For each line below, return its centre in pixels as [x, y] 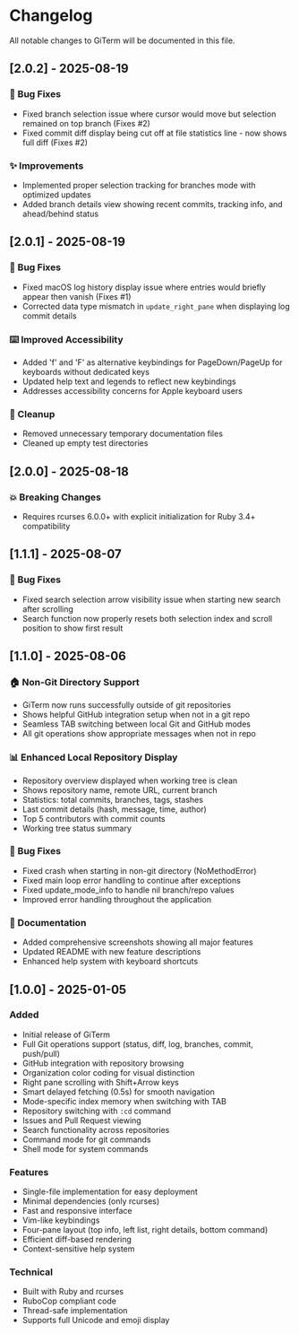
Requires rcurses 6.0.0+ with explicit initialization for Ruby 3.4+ [139, 516]
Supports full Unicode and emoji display [96, 1321]
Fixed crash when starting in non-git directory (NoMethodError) [139, 870]
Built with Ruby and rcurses [73, 1292]
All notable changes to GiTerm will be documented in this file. [122, 40]
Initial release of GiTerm [66, 1034]
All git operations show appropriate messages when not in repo [139, 734]
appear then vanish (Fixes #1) [77, 296]
